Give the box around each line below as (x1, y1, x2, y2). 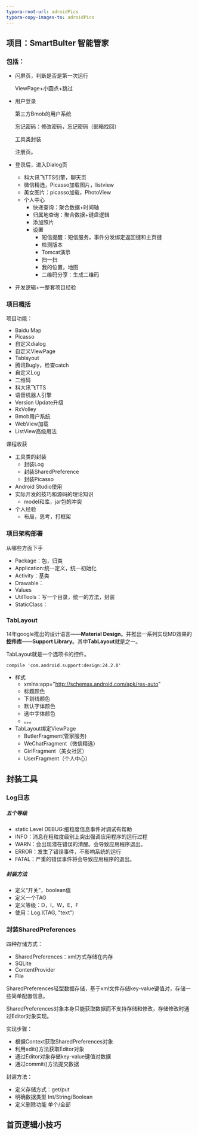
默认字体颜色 (23, 702, 55, 710)
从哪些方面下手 (6, 544, 43, 551)
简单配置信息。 (11, 992, 48, 999)
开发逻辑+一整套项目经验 (14, 284, 76, 291)
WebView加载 (14, 420, 49, 428)
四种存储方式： (6, 940, 43, 947)
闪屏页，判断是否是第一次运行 (14, 72, 88, 80)
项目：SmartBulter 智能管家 (6, 38, 109, 48)
